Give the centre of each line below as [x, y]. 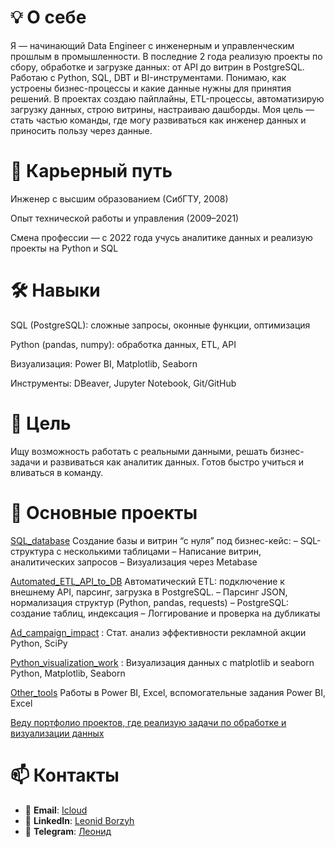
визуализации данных [57, 733]
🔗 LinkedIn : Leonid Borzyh [79, 820]
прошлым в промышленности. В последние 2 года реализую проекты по [166, 56]
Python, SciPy [39, 643]
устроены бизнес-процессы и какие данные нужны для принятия [151, 88]
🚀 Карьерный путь [91, 171]
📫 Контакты [65, 775]
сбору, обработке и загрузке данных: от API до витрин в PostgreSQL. [157, 67]
